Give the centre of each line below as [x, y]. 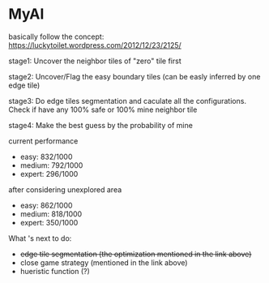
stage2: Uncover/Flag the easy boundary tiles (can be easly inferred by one [134, 76]
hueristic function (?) [55, 271]
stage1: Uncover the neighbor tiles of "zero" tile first [95, 61]
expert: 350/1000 [49, 222]
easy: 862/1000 [46, 205]
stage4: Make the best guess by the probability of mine [100, 125]
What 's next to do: [40, 238]
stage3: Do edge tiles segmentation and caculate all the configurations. [128, 101]
